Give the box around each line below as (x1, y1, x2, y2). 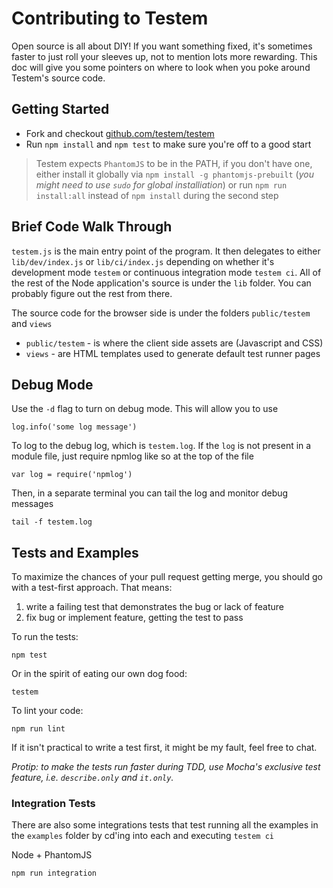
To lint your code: (11, 705, 84, 717)
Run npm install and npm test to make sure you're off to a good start (25, 138, 312, 150)
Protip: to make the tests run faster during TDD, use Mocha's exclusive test (11, 761, 321, 773)
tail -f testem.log (11, 517, 93, 527)
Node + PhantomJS (11, 849, 93, 861)
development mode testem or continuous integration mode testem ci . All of (11, 266, 322, 278)
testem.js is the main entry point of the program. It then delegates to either (11, 245, 321, 257)
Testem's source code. (11, 72, 106, 84)
